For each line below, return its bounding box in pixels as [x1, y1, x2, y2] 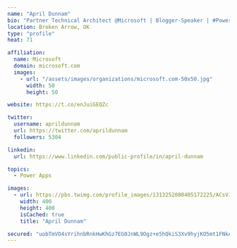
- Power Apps [13, 172, 52, 180]
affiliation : [7, 49, 46, 56]
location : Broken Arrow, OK [7, 23, 90, 30]
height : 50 [25, 89, 59, 96]
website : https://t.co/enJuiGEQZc [7, 101, 109, 108]
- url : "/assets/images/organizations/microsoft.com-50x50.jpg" [20, 75, 213, 82]
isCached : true [20, 211, 65, 218]
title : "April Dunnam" [20, 218, 87, 225]
